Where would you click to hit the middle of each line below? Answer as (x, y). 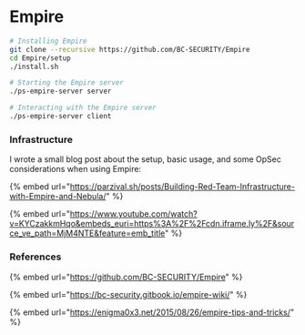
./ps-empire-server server (61, 91)
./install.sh (34, 66)
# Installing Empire (49, 41)
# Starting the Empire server (67, 83)
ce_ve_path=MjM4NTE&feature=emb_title (87, 233)
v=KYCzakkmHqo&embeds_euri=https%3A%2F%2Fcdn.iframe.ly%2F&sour (152, 224)
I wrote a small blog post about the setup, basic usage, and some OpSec (146, 159)
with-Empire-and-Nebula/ (58, 197)
